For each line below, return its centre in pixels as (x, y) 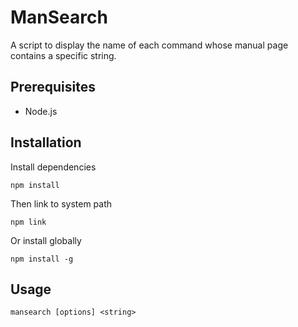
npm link (28, 222)
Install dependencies (53, 167)
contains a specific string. (63, 55)
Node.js (41, 111)
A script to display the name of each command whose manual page (149, 45)
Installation (46, 142)
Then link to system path (61, 203)
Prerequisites (53, 87)
